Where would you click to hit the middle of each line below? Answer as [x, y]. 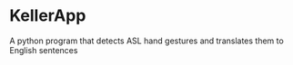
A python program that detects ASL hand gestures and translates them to [146, 41]
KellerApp [48, 16]
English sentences [44, 50]
